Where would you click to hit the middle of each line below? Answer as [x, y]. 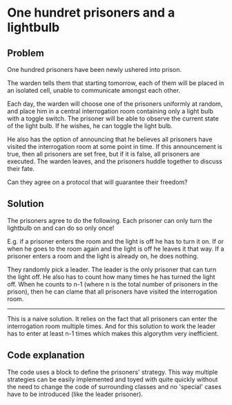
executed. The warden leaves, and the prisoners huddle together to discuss [115, 161]
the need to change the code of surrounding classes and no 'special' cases [115, 386]
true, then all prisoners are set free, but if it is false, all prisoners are [104, 154]
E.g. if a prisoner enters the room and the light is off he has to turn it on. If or [116, 241]
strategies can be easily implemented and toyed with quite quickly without [113, 379]
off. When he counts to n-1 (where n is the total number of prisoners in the [113, 284]
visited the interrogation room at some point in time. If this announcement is [115, 146]
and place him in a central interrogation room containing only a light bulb [110, 111]
